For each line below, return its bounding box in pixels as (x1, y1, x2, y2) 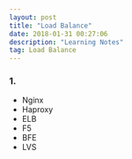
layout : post (9, 12, 57, 22)
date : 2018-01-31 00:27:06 (9, 29, 108, 38)
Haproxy (21, 104, 54, 115)
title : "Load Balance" (9, 21, 92, 30)
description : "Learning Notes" (9, 37, 124, 47)
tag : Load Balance (9, 46, 77, 55)
